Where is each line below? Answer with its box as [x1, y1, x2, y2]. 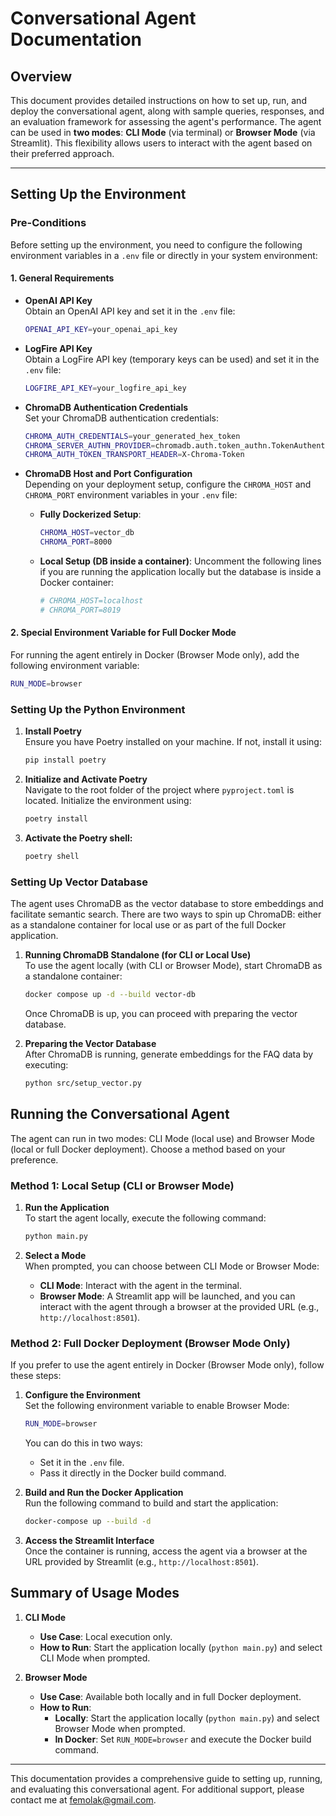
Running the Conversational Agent [10, 1106, 230, 1123]
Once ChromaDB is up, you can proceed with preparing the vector [24, 1007, 298, 1019]
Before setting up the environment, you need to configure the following [10, 238, 303, 251]
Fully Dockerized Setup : [39, 508, 142, 521]
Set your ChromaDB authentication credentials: [24, 412, 220, 424]
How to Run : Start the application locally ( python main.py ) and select [39, 1641, 323, 1653]
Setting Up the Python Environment [10, 702, 186, 716]
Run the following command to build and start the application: [24, 1497, 279, 1509]
